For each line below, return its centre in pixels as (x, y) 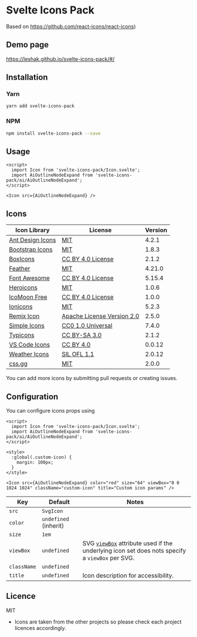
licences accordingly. (40, 628)
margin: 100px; (35, 462)
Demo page (28, 45)
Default (60, 502)
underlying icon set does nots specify (134, 550)
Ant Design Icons (33, 240)
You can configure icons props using (50, 410)
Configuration (32, 397)
